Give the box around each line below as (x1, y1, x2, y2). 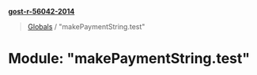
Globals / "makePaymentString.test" (27, 22, 146, 31)
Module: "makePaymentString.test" (8, 50, 251, 68)
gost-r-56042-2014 (8, 7, 75, 16)
